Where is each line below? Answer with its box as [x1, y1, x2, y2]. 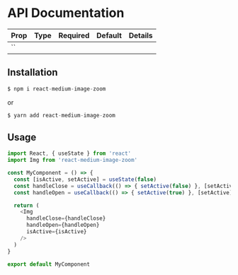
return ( [13, 201, 40, 209]
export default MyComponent [7, 260, 91, 268]
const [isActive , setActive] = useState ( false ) [13, 175, 157, 183]
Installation [7, 66, 58, 78]
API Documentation [7, 5, 125, 21]
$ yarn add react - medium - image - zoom [7, 112, 115, 119]
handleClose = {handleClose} [25, 215, 106, 222]
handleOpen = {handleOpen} [25, 221, 100, 229]
